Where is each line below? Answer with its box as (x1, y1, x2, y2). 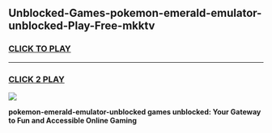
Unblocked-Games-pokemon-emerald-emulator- (8, 6, 262, 20)
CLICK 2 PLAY (8, 73, 65, 85)
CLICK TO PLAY (8, 44, 71, 55)
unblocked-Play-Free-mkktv (8, 19, 155, 33)
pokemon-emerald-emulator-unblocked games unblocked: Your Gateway (8, 106, 261, 116)
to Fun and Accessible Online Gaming (8, 115, 138, 125)
